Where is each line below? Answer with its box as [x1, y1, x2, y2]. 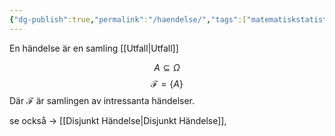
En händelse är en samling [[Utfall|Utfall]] [9, 42, 179, 54]
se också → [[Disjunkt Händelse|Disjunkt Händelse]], [9, 114, 227, 126]
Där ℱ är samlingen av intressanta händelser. [9, 94, 196, 106]
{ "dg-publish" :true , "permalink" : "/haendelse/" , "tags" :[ [9, 14, 247, 25]
